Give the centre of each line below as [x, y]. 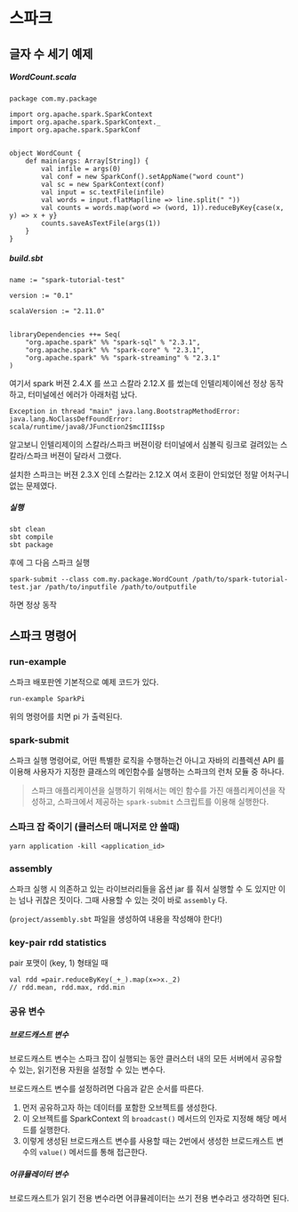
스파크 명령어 [43, 636]
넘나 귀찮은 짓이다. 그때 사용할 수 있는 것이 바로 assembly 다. [123, 901]
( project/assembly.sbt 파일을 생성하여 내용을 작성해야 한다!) [116, 919]
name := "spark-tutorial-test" [67, 280]
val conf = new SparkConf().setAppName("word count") [143, 176]
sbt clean [28, 529]
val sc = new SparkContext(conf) [103, 184]
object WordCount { [45, 153]
